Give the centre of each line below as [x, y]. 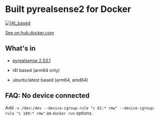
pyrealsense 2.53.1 [31, 60]
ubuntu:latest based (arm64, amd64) [50, 80]
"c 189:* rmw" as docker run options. [55, 113]
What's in [20, 48]
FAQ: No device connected [47, 96]
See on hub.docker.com [30, 32]
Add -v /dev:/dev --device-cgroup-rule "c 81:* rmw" [62, 107]
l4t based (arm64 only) [36, 70]
